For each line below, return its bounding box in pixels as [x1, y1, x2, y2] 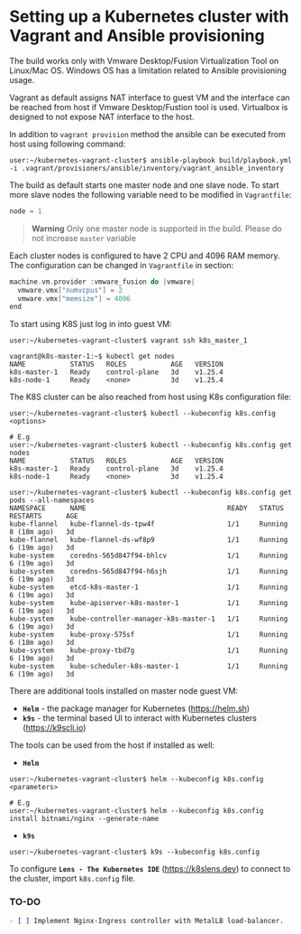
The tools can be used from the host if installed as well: [9, 740, 214, 751]
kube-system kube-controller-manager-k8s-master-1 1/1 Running [9, 614, 288, 624]
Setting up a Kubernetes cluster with [9, 6, 289, 27]
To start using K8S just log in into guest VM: [9, 319, 173, 330]
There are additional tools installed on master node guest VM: [9, 686, 239, 696]
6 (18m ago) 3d [9, 639, 75, 648]
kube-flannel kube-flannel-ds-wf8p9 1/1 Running [9, 536, 288, 545]
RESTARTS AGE [9, 512, 78, 521]
